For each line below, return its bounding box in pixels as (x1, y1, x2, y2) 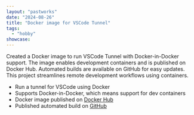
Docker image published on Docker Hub (14, 96, 113, 103)
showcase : (6, 36, 31, 42)
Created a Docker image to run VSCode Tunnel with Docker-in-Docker (6, 53, 179, 60)
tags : (6, 25, 20, 32)
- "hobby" (11, 31, 36, 37)
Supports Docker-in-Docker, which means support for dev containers (14, 90, 186, 97)
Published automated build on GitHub (14, 102, 107, 109)
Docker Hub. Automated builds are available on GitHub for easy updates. (6, 66, 185, 72)
